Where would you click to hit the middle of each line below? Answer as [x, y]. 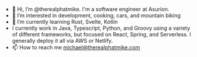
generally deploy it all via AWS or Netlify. [62, 41]
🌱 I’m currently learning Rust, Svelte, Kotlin [65, 22]
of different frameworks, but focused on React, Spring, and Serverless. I [102, 34]
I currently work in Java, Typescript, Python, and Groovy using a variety [101, 28]
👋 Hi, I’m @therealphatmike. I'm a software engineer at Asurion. [91, 9]
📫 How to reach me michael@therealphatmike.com [76, 47]
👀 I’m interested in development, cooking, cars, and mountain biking [96, 15]
